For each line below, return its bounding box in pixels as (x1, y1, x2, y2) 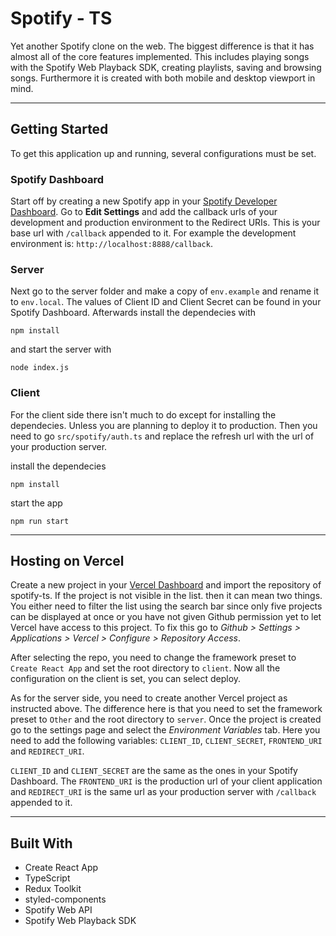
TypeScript (24, 872, 71, 884)
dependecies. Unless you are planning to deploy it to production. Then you (10, 419, 318, 431)
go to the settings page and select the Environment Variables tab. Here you (10, 724, 321, 736)
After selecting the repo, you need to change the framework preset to (10, 652, 297, 664)
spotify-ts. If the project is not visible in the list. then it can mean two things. (10, 590, 323, 602)
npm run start (10, 516, 70, 526)
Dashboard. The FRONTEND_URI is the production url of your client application (10, 775, 323, 787)
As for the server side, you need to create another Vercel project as (10, 692, 288, 704)
